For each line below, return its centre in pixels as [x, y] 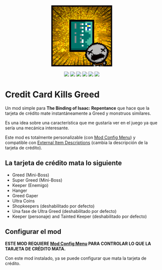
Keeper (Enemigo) [30, 185]
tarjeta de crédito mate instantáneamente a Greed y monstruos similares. [78, 113]
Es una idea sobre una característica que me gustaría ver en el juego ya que [81, 123]
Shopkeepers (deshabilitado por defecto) [53, 206]
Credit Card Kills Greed [52, 94]
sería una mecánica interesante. [37, 128]
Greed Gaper [25, 195]
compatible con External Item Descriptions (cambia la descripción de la [77, 143]
